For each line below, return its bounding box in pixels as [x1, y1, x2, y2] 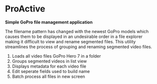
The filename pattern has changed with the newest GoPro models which [5, 28, 149, 34]
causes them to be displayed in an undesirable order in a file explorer [5, 34, 143, 39]
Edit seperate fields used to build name [12, 68, 90, 74]
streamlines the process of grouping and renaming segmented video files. [5, 44, 152, 49]
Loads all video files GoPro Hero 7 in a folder [12, 53, 101, 59]
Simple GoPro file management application [5, 19, 93, 25]
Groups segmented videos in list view [12, 58, 87, 64]
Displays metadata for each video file [12, 63, 86, 69]
